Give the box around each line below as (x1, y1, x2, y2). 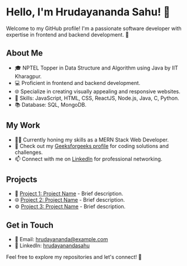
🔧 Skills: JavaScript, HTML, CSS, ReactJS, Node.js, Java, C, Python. (14, 94, 179, 101)
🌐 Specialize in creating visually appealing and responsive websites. (14, 88, 181, 95)
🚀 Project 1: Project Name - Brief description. (14, 190, 123, 197)
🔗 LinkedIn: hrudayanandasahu (14, 242, 90, 249)
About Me (6, 48, 43, 58)
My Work (6, 120, 41, 130)
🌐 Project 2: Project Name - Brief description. (14, 196, 125, 203)
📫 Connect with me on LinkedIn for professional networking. (14, 155, 163, 162)
